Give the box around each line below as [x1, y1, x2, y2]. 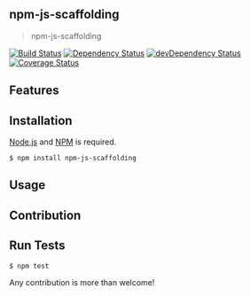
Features [9, 83, 59, 98]
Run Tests [9, 238, 66, 253]
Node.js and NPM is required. [9, 136, 117, 147]
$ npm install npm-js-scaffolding [9, 154, 137, 163]
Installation [9, 113, 73, 128]
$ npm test [9, 261, 50, 270]
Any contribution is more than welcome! [9, 277, 155, 287]
